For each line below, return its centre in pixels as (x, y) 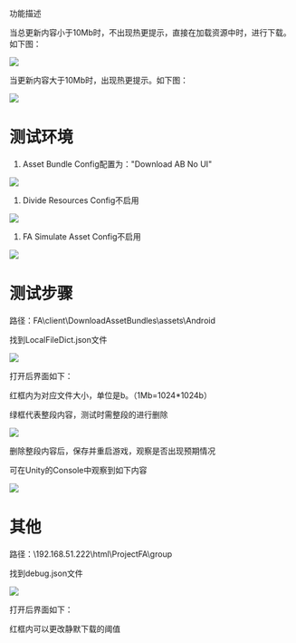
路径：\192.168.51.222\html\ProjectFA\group (91, 554)
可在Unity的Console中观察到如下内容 (78, 470)
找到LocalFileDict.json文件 (58, 339)
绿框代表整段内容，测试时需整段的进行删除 (89, 414)
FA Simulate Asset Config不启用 (82, 236)
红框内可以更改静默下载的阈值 (65, 628)
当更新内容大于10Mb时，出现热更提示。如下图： (99, 80)
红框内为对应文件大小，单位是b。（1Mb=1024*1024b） (111, 395)
